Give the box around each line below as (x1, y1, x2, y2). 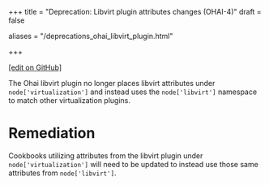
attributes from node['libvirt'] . (8, 168, 117, 178)
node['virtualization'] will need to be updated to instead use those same (8, 159, 259, 169)
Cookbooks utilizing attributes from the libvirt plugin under (8, 150, 203, 161)
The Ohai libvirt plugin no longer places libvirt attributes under (8, 79, 216, 88)
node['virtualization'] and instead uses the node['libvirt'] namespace (8, 87, 258, 97)
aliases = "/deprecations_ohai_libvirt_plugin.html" (8, 32, 173, 41)
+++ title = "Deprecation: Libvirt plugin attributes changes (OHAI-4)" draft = (8, 7, 262, 16)
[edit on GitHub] (8, 62, 62, 72)
